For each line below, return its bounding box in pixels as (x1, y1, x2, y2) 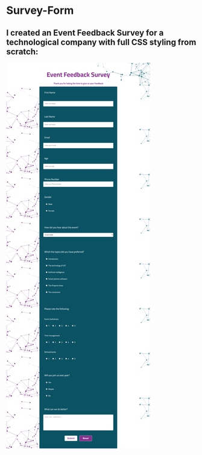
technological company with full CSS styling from (6, 37, 197, 47)
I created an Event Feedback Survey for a (6, 28, 164, 38)
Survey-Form (6, 4, 74, 17)
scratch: (6, 46, 39, 57)
